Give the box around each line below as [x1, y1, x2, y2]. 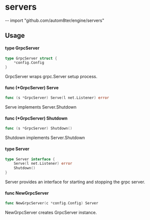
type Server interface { [5, 157, 55, 161]
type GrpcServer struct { [5, 56, 57, 61]
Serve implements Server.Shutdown [5, 104, 76, 110]
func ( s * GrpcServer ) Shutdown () [5, 126, 73, 131]
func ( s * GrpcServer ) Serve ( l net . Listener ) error [5, 95, 109, 100]
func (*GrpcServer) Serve [5, 84, 59, 91]
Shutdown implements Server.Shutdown [5, 135, 85, 141]
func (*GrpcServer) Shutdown [5, 115, 68, 121]
